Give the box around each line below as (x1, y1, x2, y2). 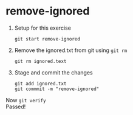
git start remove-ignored (14, 36, 80, 42)
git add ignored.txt (14, 80, 67, 87)
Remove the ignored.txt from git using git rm (14, 47, 128, 54)
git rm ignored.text (14, 58, 67, 64)
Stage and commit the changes (14, 68, 93, 76)
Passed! (5, 103, 26, 110)
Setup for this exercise (14, 24, 71, 31)
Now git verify (5, 96, 46, 103)
